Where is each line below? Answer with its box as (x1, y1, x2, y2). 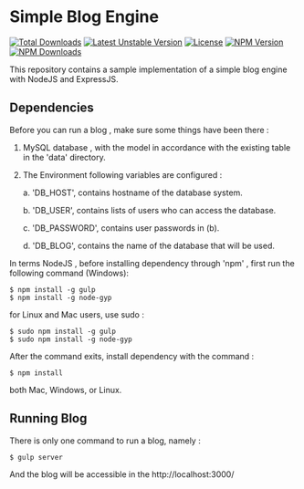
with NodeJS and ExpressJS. (9, 73, 119, 84)
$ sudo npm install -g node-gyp (9, 335, 132, 344)
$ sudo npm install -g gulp (9, 327, 117, 336)
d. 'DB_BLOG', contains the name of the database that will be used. (22, 240, 276, 251)
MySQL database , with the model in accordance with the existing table (22, 141, 291, 152)
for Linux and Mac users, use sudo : (9, 308, 144, 320)
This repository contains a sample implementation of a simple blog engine (9, 64, 288, 75)
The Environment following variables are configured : (22, 169, 223, 180)
